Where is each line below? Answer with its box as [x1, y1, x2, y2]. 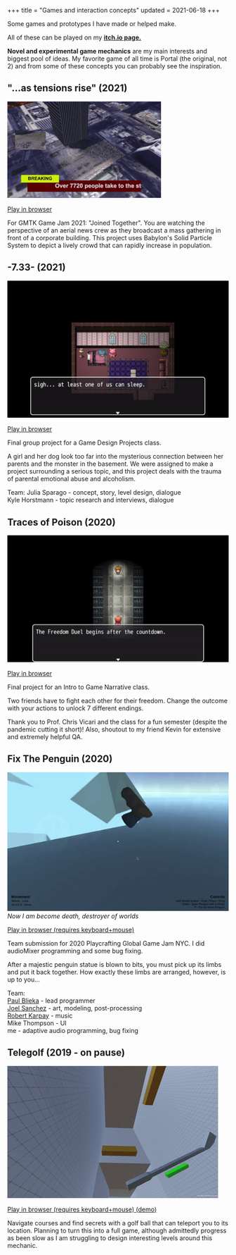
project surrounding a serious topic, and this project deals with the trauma [7, 467, 222, 476]
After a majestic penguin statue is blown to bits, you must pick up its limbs [7, 960, 222, 968]
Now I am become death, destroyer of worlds [7, 912, 139, 920]
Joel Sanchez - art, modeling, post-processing [7, 1003, 143, 1012]
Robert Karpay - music [7, 1011, 73, 1020]
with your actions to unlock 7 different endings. [7, 704, 144, 712]
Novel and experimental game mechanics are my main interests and [7, 47, 207, 55]
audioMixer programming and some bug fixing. [7, 946, 143, 955]
